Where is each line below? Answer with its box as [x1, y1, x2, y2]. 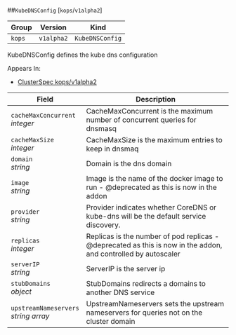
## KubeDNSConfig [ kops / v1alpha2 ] [7, 6, 103, 14]
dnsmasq [86, 124, 117, 133]
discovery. [86, 220, 121, 230]
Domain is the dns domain [86, 159, 172, 168]
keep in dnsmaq [86, 144, 139, 153]
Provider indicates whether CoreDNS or [86, 203, 216, 212]
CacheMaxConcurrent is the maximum [86, 107, 213, 116]
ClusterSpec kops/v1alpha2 [17, 78, 97, 86]
